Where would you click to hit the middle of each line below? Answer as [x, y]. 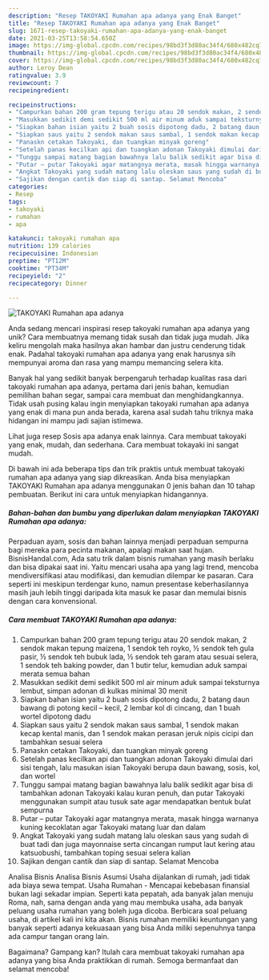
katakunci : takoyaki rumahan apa [64, 239]
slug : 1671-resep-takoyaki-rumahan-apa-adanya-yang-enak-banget [118, 30]
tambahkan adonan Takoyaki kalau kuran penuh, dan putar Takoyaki [132, 793]
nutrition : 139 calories [50, 246]
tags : [17, 201]
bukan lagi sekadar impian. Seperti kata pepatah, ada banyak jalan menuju [131, 894]
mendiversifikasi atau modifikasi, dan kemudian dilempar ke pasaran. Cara [131, 576]
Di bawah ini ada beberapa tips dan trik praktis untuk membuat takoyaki [126, 469]
